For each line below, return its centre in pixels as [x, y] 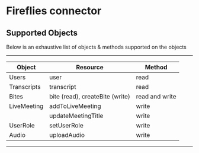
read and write [156, 96]
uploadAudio [67, 135]
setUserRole [67, 125]
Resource [90, 67]
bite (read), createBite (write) [90, 96]
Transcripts [25, 87]
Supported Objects [42, 33]
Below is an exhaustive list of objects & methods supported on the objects [96, 47]
